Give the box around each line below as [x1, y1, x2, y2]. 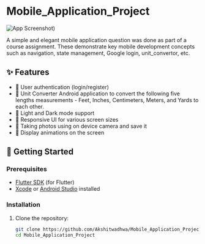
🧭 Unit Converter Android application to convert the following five [15, 90, 181, 97]
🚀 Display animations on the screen [15, 128, 105, 136]
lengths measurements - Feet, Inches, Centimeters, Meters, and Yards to [15, 96, 199, 103]
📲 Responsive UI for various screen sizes [15, 116, 119, 123]
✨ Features [6, 67, 50, 78]
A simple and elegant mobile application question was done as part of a [6, 36, 187, 43]
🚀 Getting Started [6, 147, 74, 157]
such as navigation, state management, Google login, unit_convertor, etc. [6, 49, 190, 56]
